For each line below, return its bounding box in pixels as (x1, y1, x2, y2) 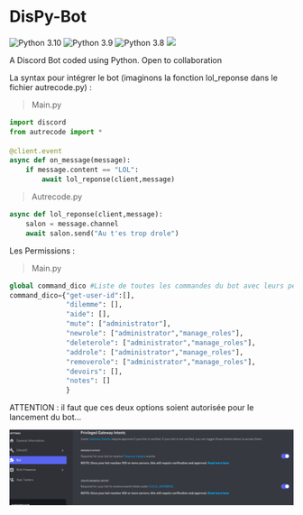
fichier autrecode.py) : (9, 81, 92, 92)
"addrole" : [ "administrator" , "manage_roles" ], (66, 347, 244, 357)
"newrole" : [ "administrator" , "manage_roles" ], (66, 329, 244, 338)
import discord (9, 117, 67, 127)
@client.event (9, 146, 63, 155)
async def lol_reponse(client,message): (9, 210, 164, 219)
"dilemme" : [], (66, 300, 124, 309)
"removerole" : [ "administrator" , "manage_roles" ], (66, 357, 256, 366)
